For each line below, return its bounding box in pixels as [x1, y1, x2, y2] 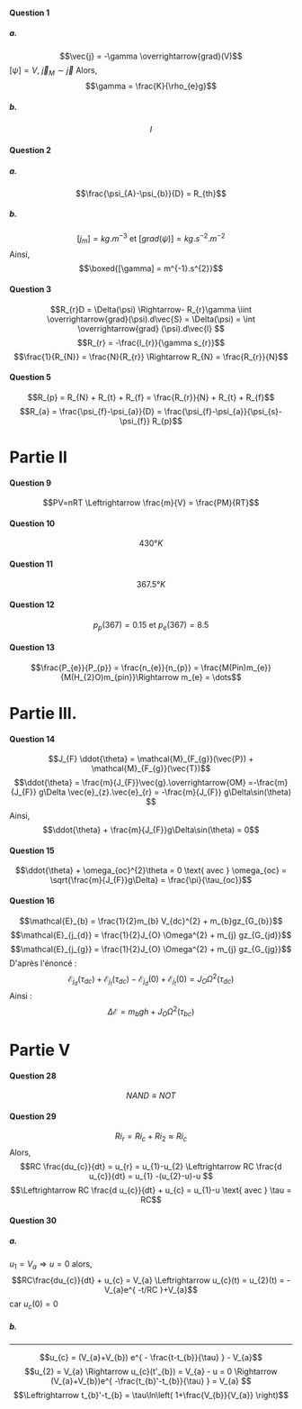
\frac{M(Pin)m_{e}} [200, 662, 272, 673]
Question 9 [9, 477, 52, 488]
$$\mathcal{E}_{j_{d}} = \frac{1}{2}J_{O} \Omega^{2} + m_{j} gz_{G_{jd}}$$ [10, 929, 292, 941]
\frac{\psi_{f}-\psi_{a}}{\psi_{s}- [164, 405, 283, 416]
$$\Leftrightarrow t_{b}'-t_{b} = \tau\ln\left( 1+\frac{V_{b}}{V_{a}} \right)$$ [13, 1390, 289, 1401]
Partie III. [9, 703, 78, 723]
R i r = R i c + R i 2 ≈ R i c [114, 1131, 188, 1144]
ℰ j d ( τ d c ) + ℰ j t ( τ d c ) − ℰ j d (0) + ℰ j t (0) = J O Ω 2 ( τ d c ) [67, 971, 235, 987]
